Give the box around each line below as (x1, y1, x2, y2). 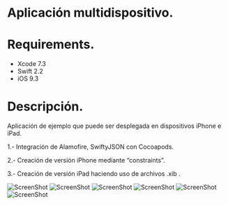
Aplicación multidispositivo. (7, 5, 174, 21)
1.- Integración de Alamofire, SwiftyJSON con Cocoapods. (7, 142, 174, 151)
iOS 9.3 (17, 74, 39, 83)
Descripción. (7, 99, 84, 115)
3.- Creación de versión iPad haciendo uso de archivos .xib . (7, 170, 181, 178)
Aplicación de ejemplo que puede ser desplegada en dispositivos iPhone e (7, 122, 222, 130)
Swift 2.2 (17, 67, 43, 76)
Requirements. (7, 37, 95, 53)
